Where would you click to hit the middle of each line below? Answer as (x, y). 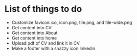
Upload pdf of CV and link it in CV (46, 43)
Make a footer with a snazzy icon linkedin (53, 48)
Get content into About (34, 33)
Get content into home (34, 38)
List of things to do (43, 9)
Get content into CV (32, 27)
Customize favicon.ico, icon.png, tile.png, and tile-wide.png (72, 22)
